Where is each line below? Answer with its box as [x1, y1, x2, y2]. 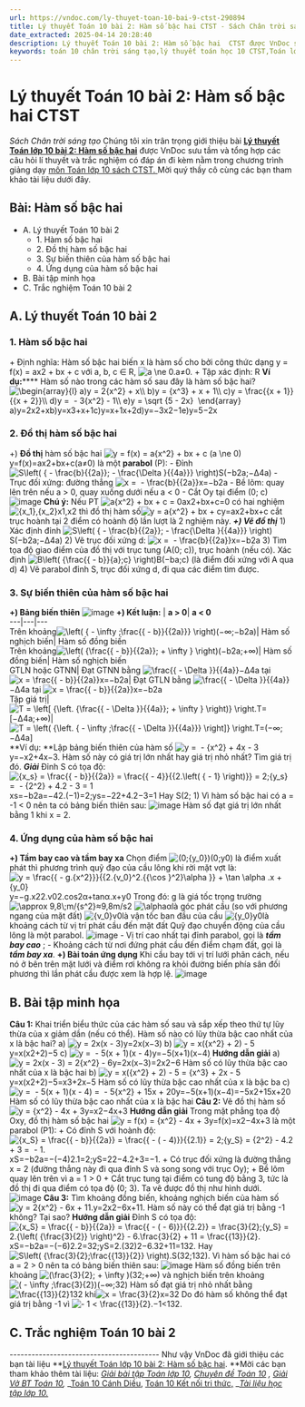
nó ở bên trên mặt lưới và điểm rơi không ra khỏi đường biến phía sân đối [9, 959, 280, 969]
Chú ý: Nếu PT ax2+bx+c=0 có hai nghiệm [44, 496, 285, 507]
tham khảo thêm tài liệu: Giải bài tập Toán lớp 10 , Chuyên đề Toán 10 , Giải [9, 1368, 289, 1380]
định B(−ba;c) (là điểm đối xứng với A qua [9, 554, 294, 565]
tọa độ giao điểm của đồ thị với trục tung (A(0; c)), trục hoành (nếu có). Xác [9, 544, 292, 555]
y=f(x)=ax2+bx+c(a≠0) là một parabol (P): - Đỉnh [9, 458, 193, 468]
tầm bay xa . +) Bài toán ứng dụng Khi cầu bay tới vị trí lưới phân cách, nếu [9, 949, 290, 960]
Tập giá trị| [9, 694, 50, 704]
